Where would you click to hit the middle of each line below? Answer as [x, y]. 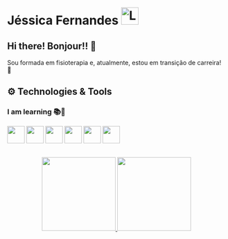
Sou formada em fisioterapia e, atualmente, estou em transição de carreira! [114, 63]
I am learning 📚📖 [36, 112]
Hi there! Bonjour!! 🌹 [52, 46]
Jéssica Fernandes [63, 20]
